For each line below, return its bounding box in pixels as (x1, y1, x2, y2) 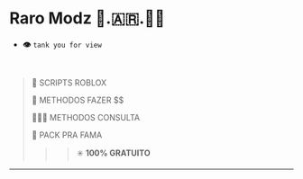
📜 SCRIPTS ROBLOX (31, 76, 106, 88)
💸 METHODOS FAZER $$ (31, 94, 124, 105)
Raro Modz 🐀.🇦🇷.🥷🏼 (9, 8, 165, 29)
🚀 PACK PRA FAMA (31, 130, 103, 140)
